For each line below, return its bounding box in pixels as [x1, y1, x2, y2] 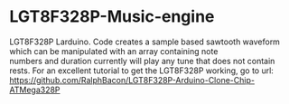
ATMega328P [9, 84, 61, 95]
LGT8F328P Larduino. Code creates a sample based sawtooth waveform [9, 36, 280, 47]
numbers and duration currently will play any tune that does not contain [9, 55, 275, 66]
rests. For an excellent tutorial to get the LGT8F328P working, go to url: [9, 65, 274, 76]
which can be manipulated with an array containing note [9, 45, 219, 56]
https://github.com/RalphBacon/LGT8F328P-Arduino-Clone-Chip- [9, 74, 256, 85]
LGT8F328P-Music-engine [9, 6, 215, 27]
